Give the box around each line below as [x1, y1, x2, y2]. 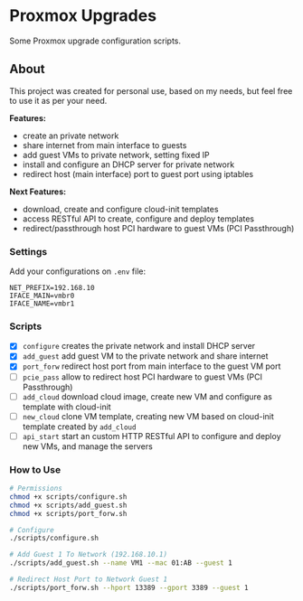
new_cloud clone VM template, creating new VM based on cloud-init [22, 410, 274, 421]
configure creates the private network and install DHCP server [22, 341, 256, 352]
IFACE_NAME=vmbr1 [9, 299, 75, 308]
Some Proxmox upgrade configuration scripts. [9, 35, 182, 46]
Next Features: [9, 186, 66, 197]
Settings [9, 245, 48, 258]
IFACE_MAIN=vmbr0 [9, 291, 75, 301]
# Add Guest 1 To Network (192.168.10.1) [9, 550, 168, 559]
